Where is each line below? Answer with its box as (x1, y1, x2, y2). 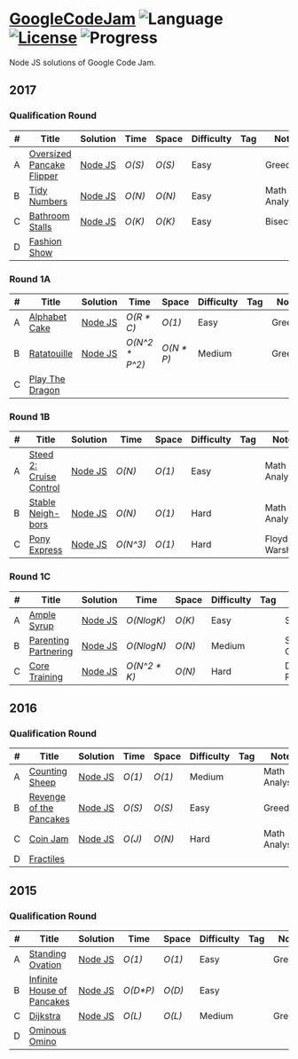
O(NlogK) (126, 613, 166, 626)
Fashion (28, 235, 62, 248)
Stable (28, 496, 56, 509)
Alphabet (28, 311, 67, 323)
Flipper (28, 170, 59, 182)
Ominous (28, 1023, 67, 1036)
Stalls (28, 220, 52, 233)
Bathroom (28, 209, 70, 222)
